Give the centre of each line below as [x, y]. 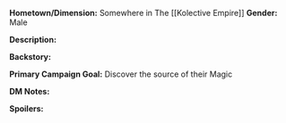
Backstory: [30, 57]
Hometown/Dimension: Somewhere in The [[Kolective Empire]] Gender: [143, 13]
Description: [33, 40]
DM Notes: [30, 91]
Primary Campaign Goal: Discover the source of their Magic [121, 74]
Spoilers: [26, 109]
